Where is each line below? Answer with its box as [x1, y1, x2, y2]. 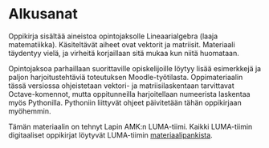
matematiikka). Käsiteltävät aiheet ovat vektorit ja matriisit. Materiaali [8, 39, 235, 49]
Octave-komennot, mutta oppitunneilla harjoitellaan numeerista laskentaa [8, 89, 251, 98]
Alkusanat [8, 5, 79, 23]
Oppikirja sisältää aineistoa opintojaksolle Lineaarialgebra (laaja [8, 31, 218, 41]
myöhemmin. [8, 106, 51, 116]
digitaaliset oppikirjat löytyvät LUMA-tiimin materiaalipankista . [8, 130, 213, 140]
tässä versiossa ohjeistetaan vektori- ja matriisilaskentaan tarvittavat [8, 81, 234, 90]
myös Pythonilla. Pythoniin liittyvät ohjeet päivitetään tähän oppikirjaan [8, 98, 243, 107]
